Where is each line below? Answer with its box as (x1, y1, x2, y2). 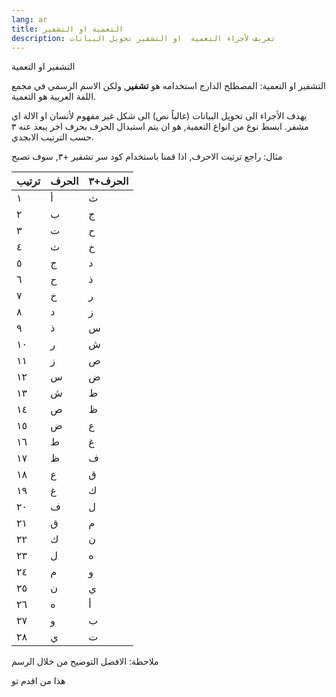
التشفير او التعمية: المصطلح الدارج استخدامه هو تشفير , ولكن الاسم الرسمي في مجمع (11, 80, 326, 92)
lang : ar (11, 14, 48, 25)
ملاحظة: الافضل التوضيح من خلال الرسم (11, 656, 159, 668)
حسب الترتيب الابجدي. (11, 131, 94, 143)
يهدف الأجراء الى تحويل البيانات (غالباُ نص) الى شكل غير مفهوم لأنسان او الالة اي (11, 110, 308, 122)
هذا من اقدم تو (11, 675, 66, 687)
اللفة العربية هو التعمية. (11, 91, 97, 103)
